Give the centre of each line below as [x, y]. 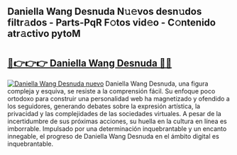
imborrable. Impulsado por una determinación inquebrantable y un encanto [117, 129]
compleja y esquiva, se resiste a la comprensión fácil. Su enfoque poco [111, 91]
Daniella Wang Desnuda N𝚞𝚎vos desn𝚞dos [105, 12]
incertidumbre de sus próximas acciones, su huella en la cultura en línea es [117, 121]
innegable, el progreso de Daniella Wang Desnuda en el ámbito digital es [114, 136]
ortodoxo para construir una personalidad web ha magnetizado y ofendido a [119, 99]
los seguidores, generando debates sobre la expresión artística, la [104, 106]
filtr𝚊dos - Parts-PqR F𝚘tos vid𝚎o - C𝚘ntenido [112, 23]
